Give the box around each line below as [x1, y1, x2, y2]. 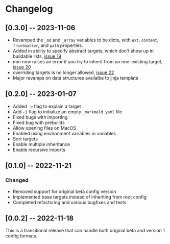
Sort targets [12, 136, 38, 142]
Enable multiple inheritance [12, 141, 70, 147]
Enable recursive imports [12, 147, 65, 153]
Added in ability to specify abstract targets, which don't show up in [12, 48, 154, 54]
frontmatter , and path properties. [12, 42, 83, 48]
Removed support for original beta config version [12, 188, 116, 194]
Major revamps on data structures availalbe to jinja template [12, 75, 139, 81]
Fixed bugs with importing [12, 114, 68, 120]
